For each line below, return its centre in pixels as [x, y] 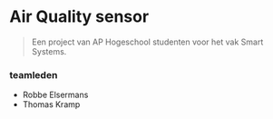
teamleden [34, 74]
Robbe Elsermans [55, 95]
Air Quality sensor [79, 17]
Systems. [49, 51]
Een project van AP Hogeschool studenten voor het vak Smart [147, 42]
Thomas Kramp [51, 104]
